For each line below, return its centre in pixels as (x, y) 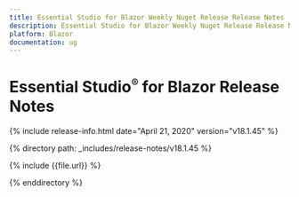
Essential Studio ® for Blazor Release (145, 87)
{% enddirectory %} (46, 182)
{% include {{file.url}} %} (55, 165)
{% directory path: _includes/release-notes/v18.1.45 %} (110, 148)
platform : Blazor (41, 34)
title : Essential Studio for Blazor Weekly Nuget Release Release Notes (147, 17)
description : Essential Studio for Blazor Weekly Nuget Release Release (147, 26)
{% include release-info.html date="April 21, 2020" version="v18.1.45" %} (144, 130)
